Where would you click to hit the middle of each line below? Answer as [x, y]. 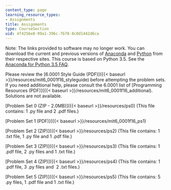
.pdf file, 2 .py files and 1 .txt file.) [40, 152]
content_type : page [26, 10]
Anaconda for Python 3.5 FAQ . [37, 64]
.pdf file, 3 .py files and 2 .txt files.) [43, 167]
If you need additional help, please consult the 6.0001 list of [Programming [83, 85]
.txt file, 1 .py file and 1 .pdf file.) [39, 136]
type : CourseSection [27, 29]
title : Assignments [26, 24]
